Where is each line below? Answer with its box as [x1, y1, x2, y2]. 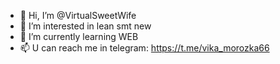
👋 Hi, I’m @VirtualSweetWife [19, 10, 137, 21]
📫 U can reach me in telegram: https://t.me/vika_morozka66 [19, 42, 270, 54]
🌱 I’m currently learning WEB [19, 31, 139, 42]
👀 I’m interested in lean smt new [19, 20, 152, 32]
